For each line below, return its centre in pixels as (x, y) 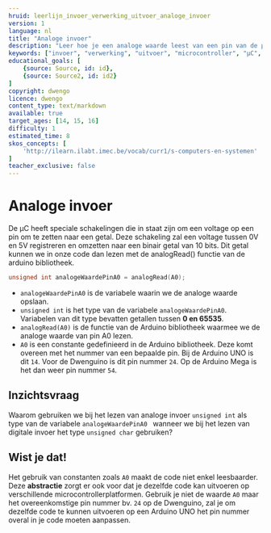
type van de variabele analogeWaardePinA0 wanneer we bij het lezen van (129, 423)
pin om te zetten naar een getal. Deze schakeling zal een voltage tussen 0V (133, 237)
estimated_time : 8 (39, 136)
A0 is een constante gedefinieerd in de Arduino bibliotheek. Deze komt (136, 344)
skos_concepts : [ (38, 143)
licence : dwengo (35, 99)
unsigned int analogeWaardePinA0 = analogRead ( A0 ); (97, 278)
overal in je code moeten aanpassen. (69, 520)
